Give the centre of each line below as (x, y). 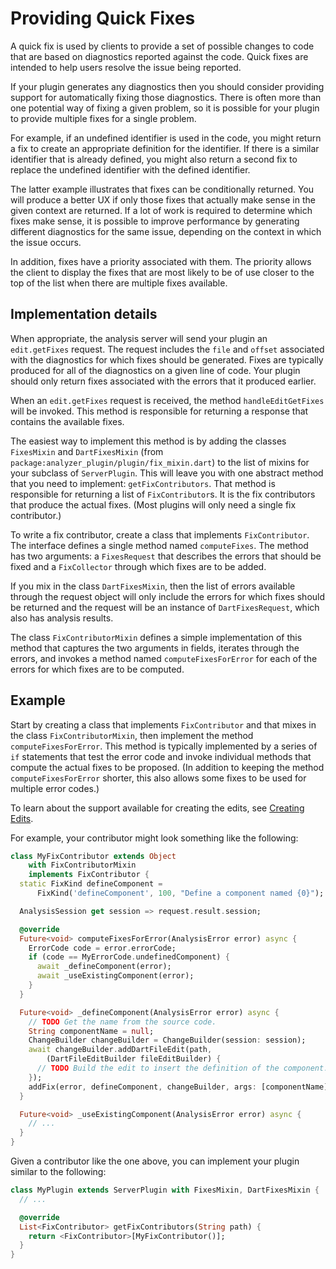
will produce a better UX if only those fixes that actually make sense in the (163, 199)
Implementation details (84, 314)
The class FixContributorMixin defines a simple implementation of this (156, 637)
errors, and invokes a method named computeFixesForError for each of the (164, 658)
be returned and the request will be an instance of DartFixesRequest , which (165, 607)
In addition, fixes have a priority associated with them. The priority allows (161, 261)
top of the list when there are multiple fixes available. (119, 283)
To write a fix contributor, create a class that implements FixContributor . (160, 534)
